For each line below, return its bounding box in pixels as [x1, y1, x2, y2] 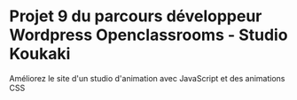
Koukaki [9, 44, 71, 64]
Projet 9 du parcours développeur [9, 6, 262, 27]
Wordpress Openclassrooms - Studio [9, 25, 288, 45]
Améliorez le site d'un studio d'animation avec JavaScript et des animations [9, 73, 285, 83]
